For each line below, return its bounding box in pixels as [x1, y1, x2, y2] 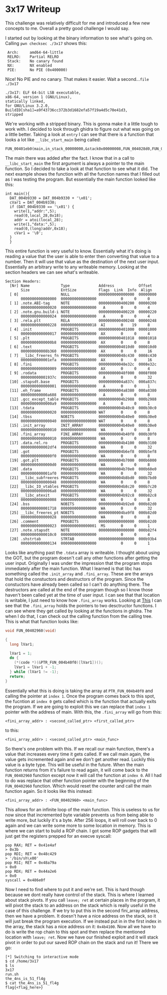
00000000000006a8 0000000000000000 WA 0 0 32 [20, 488, 153, 494]
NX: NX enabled [7, 63, 52, 68]
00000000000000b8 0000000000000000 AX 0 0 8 [20, 340, 150, 345]
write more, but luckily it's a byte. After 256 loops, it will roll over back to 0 [5, 817, 158, 823]
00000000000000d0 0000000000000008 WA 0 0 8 [20, 462, 150, 467]
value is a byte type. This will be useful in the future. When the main [5, 761, 144, 767]
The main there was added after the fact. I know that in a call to [5, 155, 135, 161]
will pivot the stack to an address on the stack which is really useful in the [5, 902, 156, 908]
